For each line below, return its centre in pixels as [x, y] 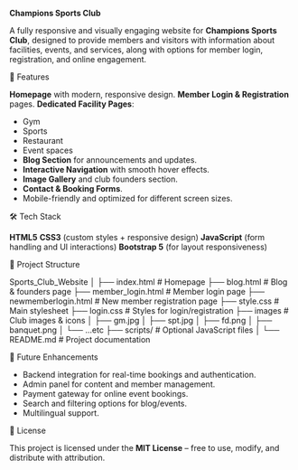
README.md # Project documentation [80, 339]
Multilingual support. [61, 413]
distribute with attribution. [57, 457]
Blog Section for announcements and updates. [109, 160]
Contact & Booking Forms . [73, 188]
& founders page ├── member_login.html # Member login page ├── [137, 291]
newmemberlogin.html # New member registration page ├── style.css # [144, 301]
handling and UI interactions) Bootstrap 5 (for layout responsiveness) [139, 247]
